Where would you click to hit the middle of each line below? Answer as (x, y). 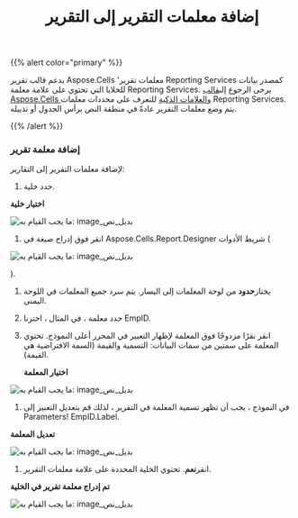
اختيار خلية (27, 204)
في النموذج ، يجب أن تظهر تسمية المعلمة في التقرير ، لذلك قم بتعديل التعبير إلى (156, 407)
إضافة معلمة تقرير (45, 150)
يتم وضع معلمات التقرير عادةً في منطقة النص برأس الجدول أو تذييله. (124, 109)
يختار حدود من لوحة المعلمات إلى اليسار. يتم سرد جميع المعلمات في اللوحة (147, 291)
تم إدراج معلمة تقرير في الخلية (60, 486)
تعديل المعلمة (33, 434)
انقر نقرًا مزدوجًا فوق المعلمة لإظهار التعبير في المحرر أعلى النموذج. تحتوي (147, 336)
